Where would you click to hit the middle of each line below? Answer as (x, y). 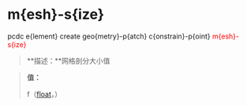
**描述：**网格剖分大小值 (68, 60)
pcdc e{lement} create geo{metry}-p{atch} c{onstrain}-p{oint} (109, 36)
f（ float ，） (44, 94)
